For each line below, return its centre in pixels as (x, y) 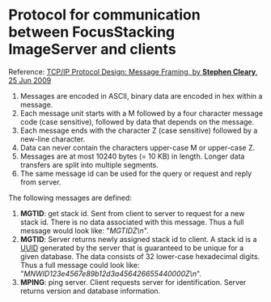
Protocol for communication (104, 15)
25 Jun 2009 (30, 80)
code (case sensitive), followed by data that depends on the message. (137, 121)
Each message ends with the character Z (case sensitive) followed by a (139, 130)
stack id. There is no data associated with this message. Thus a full (132, 222)
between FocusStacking (92, 32)
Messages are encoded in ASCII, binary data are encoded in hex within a (141, 96)
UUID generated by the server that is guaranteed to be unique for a (132, 248)
